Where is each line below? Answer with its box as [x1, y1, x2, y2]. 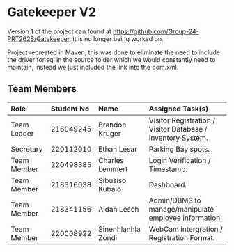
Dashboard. [148, 180, 187, 189]
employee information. [148, 213, 223, 223]
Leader [10, 128, 34, 138]
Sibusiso [98, 175, 127, 185]
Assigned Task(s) [148, 104, 209, 113]
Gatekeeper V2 [7, 4, 96, 20]
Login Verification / [148, 155, 211, 165]
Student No [50, 104, 90, 113]
